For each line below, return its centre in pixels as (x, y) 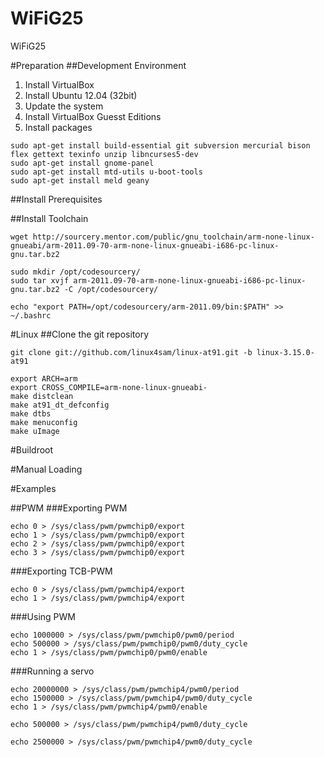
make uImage (35, 431)
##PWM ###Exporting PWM (69, 508)
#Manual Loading (46, 469)
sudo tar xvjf (40, 280)
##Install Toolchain (49, 218)
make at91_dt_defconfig (60, 405)
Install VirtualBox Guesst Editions (93, 116)
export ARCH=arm (44, 378)
